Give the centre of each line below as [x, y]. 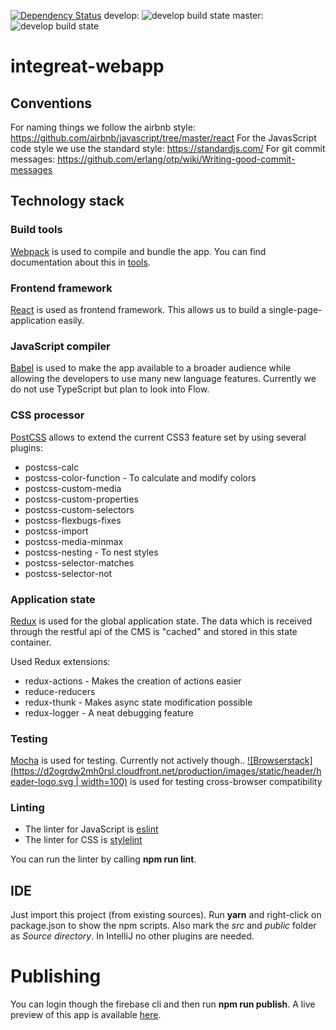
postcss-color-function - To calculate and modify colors [140, 477]
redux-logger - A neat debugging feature [109, 712]
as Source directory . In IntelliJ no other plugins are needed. [132, 936]
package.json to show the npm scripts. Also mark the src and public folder [163, 926]
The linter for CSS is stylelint [83, 840]
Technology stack [67, 201]
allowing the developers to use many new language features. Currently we [163, 379]
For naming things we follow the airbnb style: [103, 127]
